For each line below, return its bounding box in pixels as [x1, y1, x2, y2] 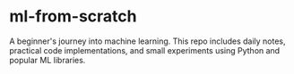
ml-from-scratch [9, 6, 137, 27]
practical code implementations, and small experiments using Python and [9, 45, 281, 55]
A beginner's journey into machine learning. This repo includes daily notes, [9, 36, 286, 46]
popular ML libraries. [9, 54, 86, 65]
